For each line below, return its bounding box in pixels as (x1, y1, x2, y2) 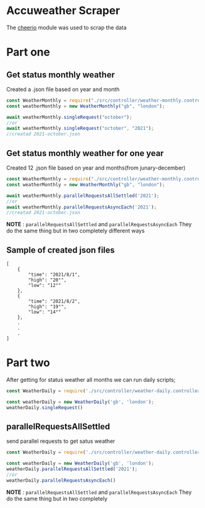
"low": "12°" (28, 282, 62, 288)
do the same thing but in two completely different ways (6, 227, 145, 235)
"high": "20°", (28, 277, 67, 284)
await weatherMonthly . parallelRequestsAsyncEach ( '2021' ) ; (6, 204, 157, 210)
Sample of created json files (6, 245, 115, 255)
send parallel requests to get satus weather (6, 437, 115, 445)
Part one (6, 45, 51, 59)
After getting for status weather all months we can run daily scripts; (6, 376, 176, 383)
